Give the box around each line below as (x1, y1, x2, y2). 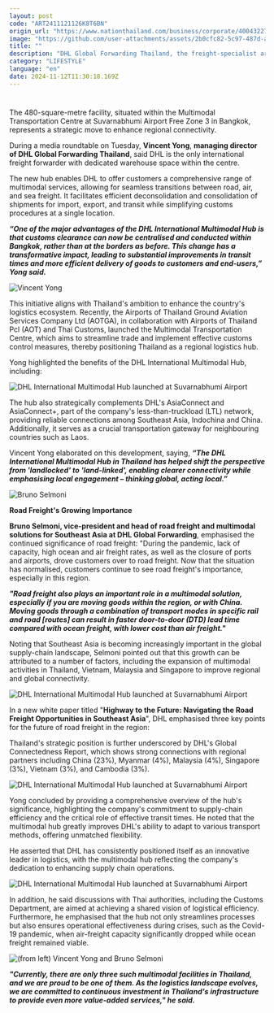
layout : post (9, 11, 54, 20)
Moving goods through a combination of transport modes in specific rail (9, 606, 259, 615)
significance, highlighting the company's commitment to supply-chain (9, 804, 243, 814)
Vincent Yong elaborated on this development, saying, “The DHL (9, 448, 226, 458)
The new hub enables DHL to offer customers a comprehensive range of (9, 173, 252, 183)
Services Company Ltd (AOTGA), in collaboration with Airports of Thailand (9, 315, 258, 325)
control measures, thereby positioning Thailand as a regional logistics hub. (9, 341, 259, 351)
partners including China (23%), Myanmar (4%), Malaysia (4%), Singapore (9, 755, 260, 765)
